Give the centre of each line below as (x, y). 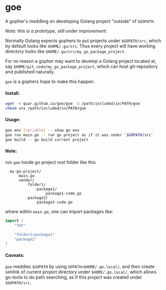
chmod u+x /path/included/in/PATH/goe (46, 109)
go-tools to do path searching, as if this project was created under (74, 277)
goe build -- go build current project (47, 140)
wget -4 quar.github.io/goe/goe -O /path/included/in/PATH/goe (73, 104)
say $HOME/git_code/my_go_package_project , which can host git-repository (81, 66)
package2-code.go (55, 202)
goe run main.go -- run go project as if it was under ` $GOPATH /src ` (79, 135)
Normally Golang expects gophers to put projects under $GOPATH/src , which (83, 40)
